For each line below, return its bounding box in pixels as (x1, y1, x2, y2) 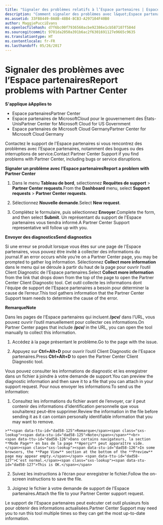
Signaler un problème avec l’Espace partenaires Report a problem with (5, 165, 149, 171)
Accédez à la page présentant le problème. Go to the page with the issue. (12, 339, 158, 345)
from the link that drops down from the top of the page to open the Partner (5, 274, 154, 280)
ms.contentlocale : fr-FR (5, 39, 55, 44)
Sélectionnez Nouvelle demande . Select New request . (12, 200, 121, 206)
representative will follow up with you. (12, 225, 88, 230)
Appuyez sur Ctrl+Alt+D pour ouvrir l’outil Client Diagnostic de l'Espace (12, 348, 156, 354)
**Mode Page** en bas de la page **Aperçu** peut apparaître (5, 441, 131, 446)
